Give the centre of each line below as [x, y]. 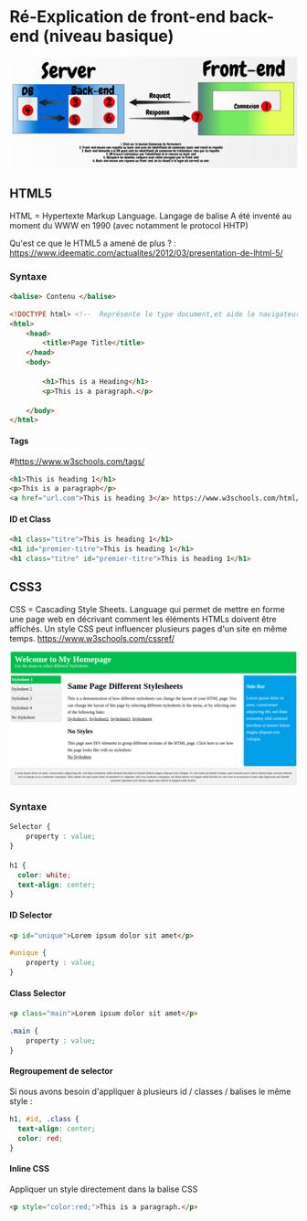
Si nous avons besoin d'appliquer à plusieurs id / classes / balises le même [150, 1091]
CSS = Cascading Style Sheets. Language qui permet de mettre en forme [147, 609]
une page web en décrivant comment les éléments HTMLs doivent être [143, 619]
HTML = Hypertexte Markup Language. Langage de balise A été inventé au [151, 216]
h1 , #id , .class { [44, 1119]
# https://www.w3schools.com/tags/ [77, 461]
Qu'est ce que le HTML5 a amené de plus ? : [93, 243]
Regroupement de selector [61, 1071]
